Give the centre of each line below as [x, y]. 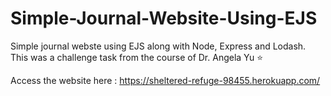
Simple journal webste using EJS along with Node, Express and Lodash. [158, 46]
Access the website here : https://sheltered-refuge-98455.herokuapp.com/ [165, 80]
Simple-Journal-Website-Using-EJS [164, 18]
